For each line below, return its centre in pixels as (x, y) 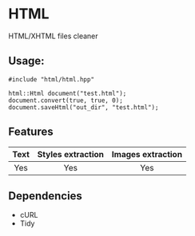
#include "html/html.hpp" (51, 79)
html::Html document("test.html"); (68, 93)
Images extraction (147, 154)
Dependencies (45, 196)
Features (31, 132)
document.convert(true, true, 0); (66, 100)
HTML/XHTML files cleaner (53, 36)
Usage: (27, 61)
